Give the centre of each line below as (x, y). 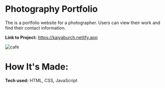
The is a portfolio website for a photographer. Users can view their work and (83, 23)
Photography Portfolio (51, 9)
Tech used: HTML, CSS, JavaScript (41, 80)
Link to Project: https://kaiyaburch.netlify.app (51, 37)
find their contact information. (35, 28)
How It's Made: (37, 67)
